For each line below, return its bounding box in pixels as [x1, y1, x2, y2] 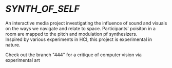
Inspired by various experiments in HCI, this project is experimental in [5, 36, 152, 42]
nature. [5, 41, 21, 48]
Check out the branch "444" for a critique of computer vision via [5, 52, 142, 58]
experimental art [5, 57, 40, 63]
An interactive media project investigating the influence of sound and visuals [5, 20, 167, 26]
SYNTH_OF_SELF [5, 3, 80, 15]
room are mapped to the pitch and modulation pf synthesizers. [5, 31, 138, 37]
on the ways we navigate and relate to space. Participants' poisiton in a [5, 25, 156, 31]
